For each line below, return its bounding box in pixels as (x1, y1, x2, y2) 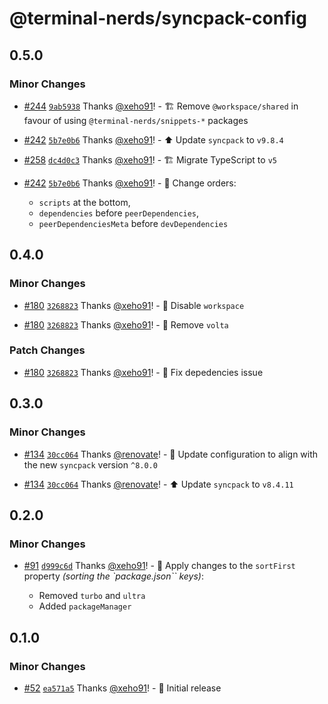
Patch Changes (9, 343, 86, 357)
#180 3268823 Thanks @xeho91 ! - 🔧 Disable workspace (23, 299, 245, 311)
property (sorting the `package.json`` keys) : (23, 570, 205, 582)
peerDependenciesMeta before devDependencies (38, 217, 229, 229)
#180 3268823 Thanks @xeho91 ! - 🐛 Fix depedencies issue (23, 366, 264, 378)
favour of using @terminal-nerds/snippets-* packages (23, 114, 249, 126)
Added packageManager (38, 600, 132, 612)
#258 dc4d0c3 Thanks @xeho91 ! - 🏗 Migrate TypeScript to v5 (23, 153, 277, 166)
